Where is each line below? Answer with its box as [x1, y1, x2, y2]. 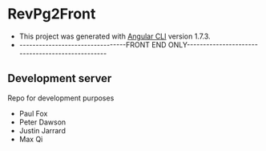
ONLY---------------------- [167, 39, 258, 49]
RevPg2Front [7, 5, 96, 23]
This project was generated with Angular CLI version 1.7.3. [18, 31, 211, 41]
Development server [7, 71, 112, 85]
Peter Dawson [18, 117, 66, 127]
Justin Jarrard [18, 125, 66, 135]
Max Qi [18, 134, 43, 144]
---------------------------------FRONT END [18, 39, 167, 49]
